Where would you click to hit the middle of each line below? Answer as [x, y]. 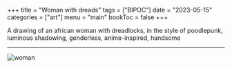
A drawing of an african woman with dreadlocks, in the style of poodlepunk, [115, 31]
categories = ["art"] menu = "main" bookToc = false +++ [88, 17]
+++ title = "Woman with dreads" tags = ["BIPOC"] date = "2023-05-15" [110, 10]
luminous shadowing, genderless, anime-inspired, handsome [94, 38]
